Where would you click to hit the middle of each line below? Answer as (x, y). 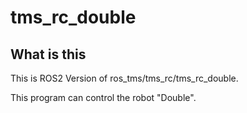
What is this (48, 54)
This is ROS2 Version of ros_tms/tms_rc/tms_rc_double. (124, 78)
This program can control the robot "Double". (103, 97)
